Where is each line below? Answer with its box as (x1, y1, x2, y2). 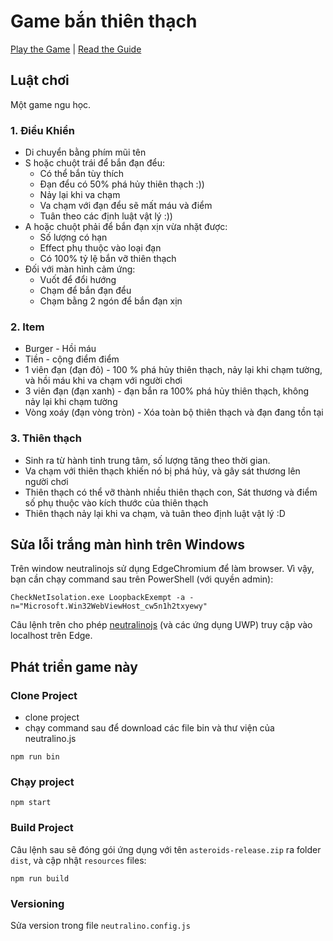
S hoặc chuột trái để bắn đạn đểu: (24, 157, 165, 169)
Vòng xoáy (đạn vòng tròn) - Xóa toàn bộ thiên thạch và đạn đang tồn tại (24, 406, 324, 419)
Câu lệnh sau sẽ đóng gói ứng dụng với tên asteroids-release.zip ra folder (10, 843, 322, 855)
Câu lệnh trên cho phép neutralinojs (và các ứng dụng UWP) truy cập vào (10, 619, 313, 631)
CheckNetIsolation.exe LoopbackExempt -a (10, 593, 186, 603)
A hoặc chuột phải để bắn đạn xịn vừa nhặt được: (24, 221, 228, 233)
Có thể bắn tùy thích (39, 168, 125, 180)
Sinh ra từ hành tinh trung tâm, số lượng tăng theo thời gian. (24, 454, 271, 466)
